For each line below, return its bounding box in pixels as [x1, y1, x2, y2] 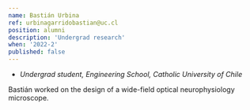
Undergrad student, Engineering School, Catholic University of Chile [19, 70, 243, 79]
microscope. [8, 93, 49, 102]
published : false [8, 48, 66, 56]
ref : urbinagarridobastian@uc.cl [8, 19, 119, 27]
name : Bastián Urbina [8, 11, 80, 20]
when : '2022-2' [8, 41, 59, 49]
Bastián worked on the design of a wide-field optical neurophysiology [8, 85, 235, 94]
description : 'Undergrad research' [8, 33, 126, 42]
